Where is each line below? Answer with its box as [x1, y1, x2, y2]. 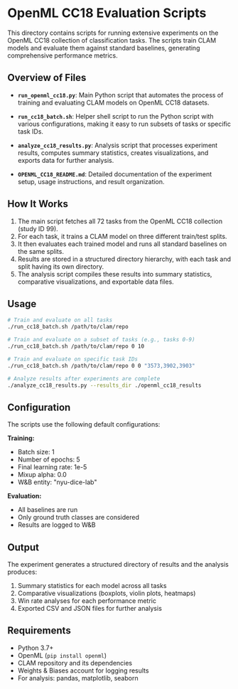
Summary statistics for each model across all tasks [17, 582, 167, 589]
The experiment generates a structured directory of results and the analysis [7, 560, 229, 568]
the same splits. [17, 247, 64, 255]
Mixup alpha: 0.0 [17, 471, 67, 479]
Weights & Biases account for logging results [17, 666, 149, 675]
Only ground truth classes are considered [17, 513, 140, 522]
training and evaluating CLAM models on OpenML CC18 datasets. [17, 98, 210, 107]
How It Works [7, 198, 69, 210]
